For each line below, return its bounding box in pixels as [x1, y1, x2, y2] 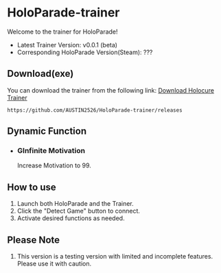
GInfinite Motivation [16, 146, 86, 156]
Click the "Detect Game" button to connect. [16, 207, 141, 215]
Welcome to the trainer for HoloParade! [7, 27, 118, 36]
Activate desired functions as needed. [16, 214, 125, 222]
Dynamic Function [7, 126, 87, 137]
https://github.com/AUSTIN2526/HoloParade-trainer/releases [7, 106, 183, 114]
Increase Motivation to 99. [16, 161, 91, 169]
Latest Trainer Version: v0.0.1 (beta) [16, 40, 118, 49]
